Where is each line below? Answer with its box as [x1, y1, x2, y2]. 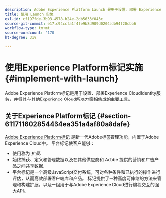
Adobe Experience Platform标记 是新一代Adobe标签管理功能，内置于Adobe [5, 134, 159, 140]
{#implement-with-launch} [5, 73, 119, 84]
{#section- [97, 112, 131, 120]
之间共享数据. [16, 163, 45, 169]
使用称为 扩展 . [12, 150, 41, 156]
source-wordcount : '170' [5, 30, 56, 35]
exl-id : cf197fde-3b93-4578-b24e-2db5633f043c [5, 16, 103, 21]
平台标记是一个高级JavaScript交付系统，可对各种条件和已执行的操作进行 [12, 169, 161, 175]
